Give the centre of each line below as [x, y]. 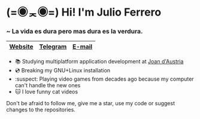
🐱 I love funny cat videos [46, 92]
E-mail [83, 47]
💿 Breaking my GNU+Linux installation [63, 71]
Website [21, 47]
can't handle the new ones [48, 86]
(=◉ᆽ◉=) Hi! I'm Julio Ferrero [84, 12]
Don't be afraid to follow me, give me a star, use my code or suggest [91, 103]
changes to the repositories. [41, 110]
